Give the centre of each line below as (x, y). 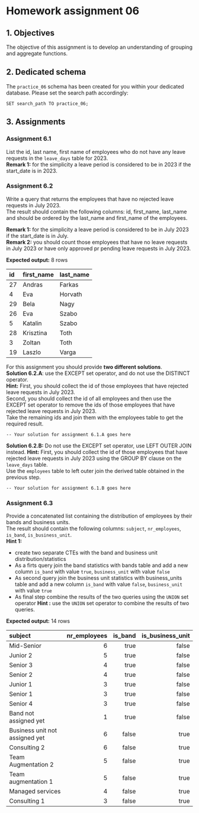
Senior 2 (21, 675)
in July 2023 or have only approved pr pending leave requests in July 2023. (99, 248)
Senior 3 (21, 665)
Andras (33, 285)
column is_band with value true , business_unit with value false (92, 572)
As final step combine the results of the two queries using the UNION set (102, 597)
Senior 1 (21, 694)
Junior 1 (21, 685)
